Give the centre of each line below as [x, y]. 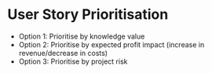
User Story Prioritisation [88, 15]
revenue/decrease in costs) [63, 53]
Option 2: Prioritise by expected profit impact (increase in [111, 44]
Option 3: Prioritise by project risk [73, 61]
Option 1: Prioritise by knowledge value [82, 36]
